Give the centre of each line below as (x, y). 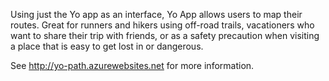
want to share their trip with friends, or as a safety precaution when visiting (165, 35)
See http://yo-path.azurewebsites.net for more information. (132, 65)
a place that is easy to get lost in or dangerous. (107, 46)
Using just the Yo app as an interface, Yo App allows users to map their (156, 14)
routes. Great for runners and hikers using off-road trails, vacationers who (162, 25)
